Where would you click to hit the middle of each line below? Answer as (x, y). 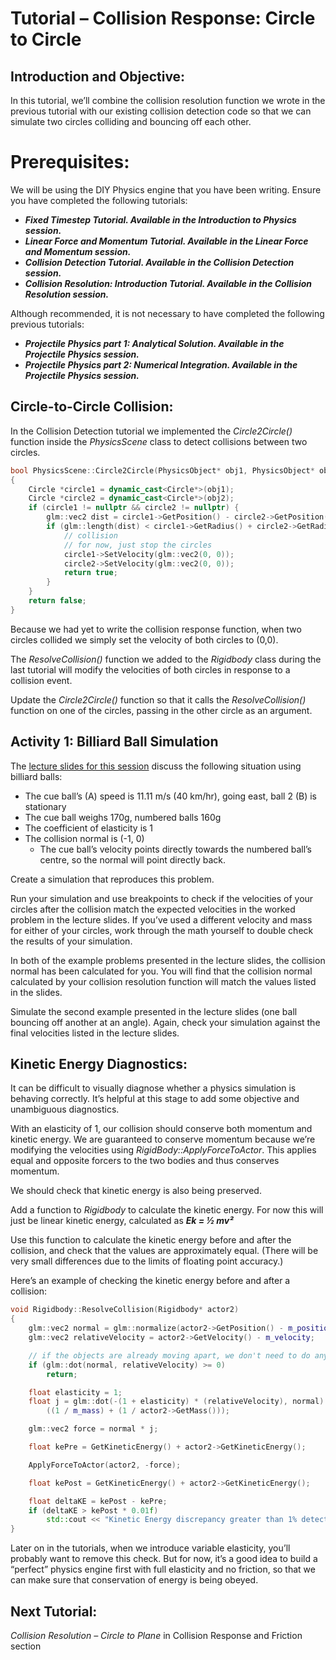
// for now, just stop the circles (138, 545)
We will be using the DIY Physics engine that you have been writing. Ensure (166, 189)
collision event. (41, 680)
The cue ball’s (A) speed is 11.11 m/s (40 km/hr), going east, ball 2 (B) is (171, 796)
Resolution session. (67, 294)
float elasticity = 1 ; (75, 1392)
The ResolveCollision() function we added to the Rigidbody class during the (166, 659)
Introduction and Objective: (98, 76)
